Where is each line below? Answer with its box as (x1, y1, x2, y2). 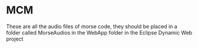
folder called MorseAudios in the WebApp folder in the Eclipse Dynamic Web (6, 29, 193, 36)
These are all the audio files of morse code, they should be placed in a (6, 23, 177, 30)
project (6, 35, 24, 42)
